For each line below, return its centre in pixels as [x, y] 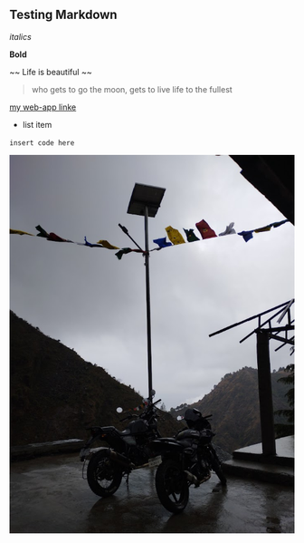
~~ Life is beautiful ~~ [51, 72]
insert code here [42, 143]
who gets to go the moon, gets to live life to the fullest [132, 89]
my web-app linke [43, 107]
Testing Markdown [63, 15]
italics [20, 36]
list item [37, 124]
